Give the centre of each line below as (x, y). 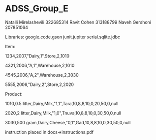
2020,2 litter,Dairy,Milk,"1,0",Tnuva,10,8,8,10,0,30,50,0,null (63, 113)
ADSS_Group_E (37, 9)
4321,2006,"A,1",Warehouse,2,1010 (40, 65)
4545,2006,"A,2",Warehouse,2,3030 (42, 75)
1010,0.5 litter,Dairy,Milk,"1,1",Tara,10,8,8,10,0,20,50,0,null (62, 103)
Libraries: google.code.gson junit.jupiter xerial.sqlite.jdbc (63, 37)
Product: (14, 94)
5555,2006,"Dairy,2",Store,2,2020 (40, 84)
